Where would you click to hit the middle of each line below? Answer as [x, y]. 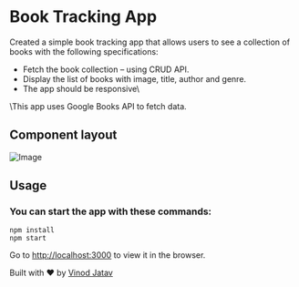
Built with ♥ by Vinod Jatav [62, 273]
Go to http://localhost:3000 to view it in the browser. [108, 255]
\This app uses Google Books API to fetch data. [98, 106]
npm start [28, 239]
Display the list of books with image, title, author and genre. [134, 78]
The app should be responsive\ [81, 88]
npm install [32, 231]
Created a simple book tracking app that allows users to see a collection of [149, 42]
